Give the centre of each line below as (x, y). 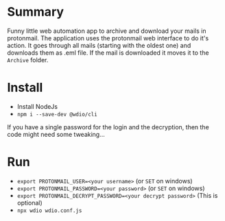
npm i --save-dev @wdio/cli (57, 114)
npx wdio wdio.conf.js (49, 210)
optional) (29, 203)
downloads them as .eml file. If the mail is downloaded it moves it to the (108, 53)
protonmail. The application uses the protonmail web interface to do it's (108, 38)
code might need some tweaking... (56, 134)
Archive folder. (28, 60)
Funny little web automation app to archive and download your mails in (107, 31)
